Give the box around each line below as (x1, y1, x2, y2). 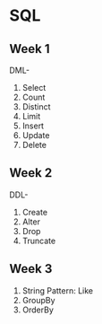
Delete (21, 140, 47, 150)
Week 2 (9, 165, 53, 180)
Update (21, 130, 50, 140)
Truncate (21, 235, 56, 246)
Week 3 (9, 261, 53, 276)
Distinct (21, 101, 51, 112)
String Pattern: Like (21, 285, 94, 296)
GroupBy (21, 294, 55, 305)
